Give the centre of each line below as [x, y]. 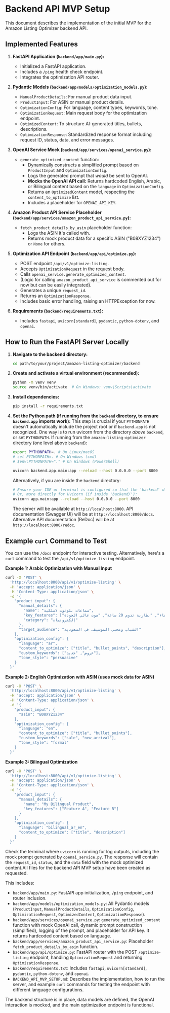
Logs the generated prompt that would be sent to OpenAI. [88, 175]
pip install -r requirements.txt [48, 406]
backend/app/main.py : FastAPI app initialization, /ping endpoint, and [83, 892]
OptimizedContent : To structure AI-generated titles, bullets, [81, 123]
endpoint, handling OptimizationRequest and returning [86, 957]
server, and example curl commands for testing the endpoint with [81, 984]
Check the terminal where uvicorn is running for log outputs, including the [82, 851]
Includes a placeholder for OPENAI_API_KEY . [72, 202]
